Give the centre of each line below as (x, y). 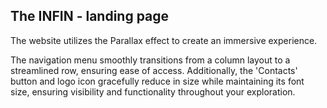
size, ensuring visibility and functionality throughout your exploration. (153, 91)
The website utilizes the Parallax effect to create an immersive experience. (164, 40)
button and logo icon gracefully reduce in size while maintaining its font (157, 81)
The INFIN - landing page (90, 16)
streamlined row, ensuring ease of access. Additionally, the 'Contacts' (154, 70)
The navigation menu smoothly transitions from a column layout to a (150, 60)
